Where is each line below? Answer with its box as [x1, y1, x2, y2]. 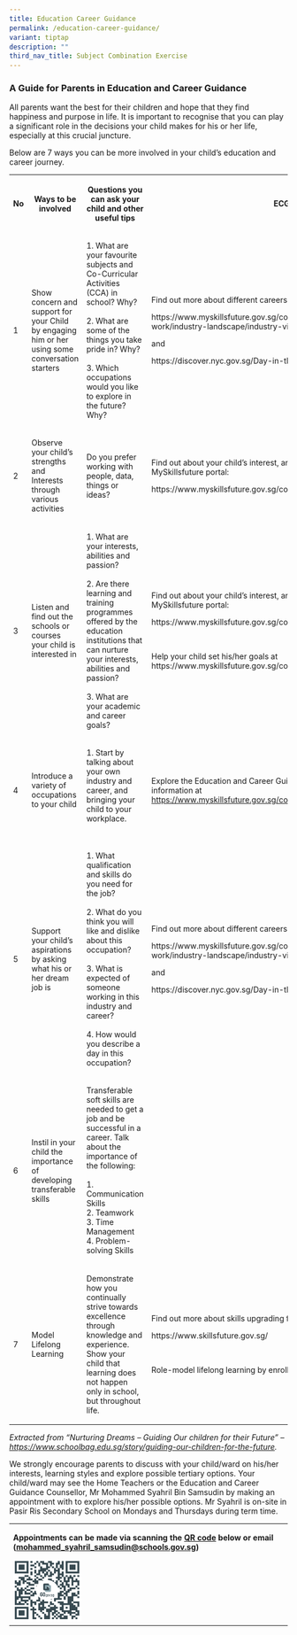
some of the [86, 325, 130, 336]
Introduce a [31, 771, 73, 781]
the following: [86, 1160, 135, 1171]
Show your [86, 1348, 126, 1359]
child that [86, 1358, 121, 1368]
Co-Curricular [86, 268, 139, 279]
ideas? [86, 489, 110, 500]
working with [86, 461, 134, 471]
